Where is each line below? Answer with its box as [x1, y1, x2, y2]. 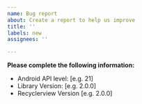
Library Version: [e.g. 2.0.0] [17, 82, 96, 90]
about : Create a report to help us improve [7, 17, 136, 24]
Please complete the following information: [7, 61, 135, 69]
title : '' [7, 23, 36, 30]
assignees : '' [7, 36, 49, 43]
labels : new [7, 29, 42, 37]
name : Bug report [7, 10, 58, 17]
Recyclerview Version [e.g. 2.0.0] [17, 89, 113, 98]
